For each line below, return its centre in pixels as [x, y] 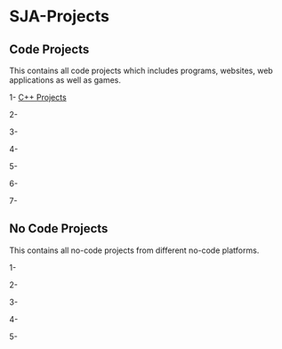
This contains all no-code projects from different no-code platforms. [134, 250]
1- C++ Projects [38, 97]
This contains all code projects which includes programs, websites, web [141, 70]
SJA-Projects [59, 16]
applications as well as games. [65, 80]
